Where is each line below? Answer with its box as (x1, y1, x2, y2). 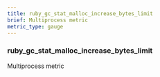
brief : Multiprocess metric (7, 17, 89, 24)
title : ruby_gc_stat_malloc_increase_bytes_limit (7, 10, 154, 17)
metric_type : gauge (7, 23, 64, 30)
